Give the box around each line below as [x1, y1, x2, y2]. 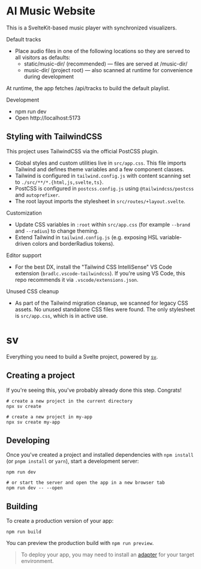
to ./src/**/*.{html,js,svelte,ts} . [14, 178, 104, 186]
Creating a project [6, 371, 75, 381]
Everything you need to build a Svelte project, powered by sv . [6, 353, 158, 360]
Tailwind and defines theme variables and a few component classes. [14, 165, 184, 172]
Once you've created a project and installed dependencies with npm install [6, 451, 194, 458]
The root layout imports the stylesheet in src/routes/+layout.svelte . [14, 197, 186, 205]
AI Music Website [6, 4, 96, 18]
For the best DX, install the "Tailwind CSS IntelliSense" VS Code [14, 263, 172, 270]
